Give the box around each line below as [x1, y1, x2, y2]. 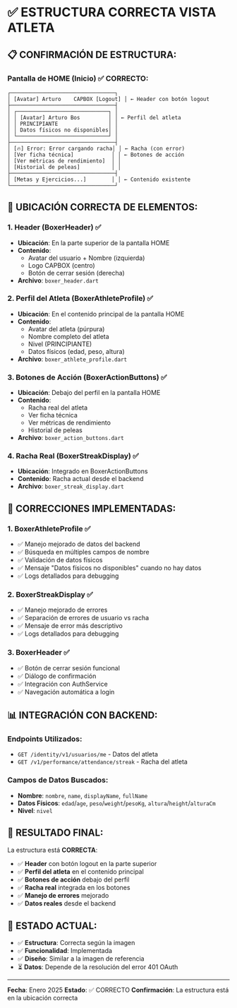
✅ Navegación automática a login [17, 687, 115, 696]
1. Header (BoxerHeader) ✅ [7, 223, 102, 232]
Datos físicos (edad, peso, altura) [28, 347, 125, 355]
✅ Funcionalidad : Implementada [17, 947, 113, 955]
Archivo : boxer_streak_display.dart [17, 482, 125, 491]
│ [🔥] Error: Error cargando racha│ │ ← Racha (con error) [7, 145, 186, 152]
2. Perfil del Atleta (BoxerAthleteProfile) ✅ [7, 294, 154, 304]
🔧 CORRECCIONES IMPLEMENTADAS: [7, 502, 176, 514]
